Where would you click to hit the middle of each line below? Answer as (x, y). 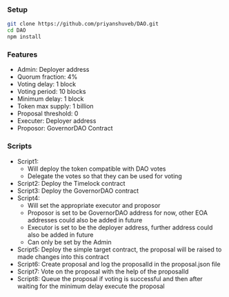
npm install (24, 37)
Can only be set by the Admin (69, 242)
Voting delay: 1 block (47, 84)
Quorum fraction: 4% (47, 77)
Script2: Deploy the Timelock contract (71, 183)
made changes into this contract (63, 256)
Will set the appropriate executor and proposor (94, 205)
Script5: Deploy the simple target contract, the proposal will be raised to (119, 249)
